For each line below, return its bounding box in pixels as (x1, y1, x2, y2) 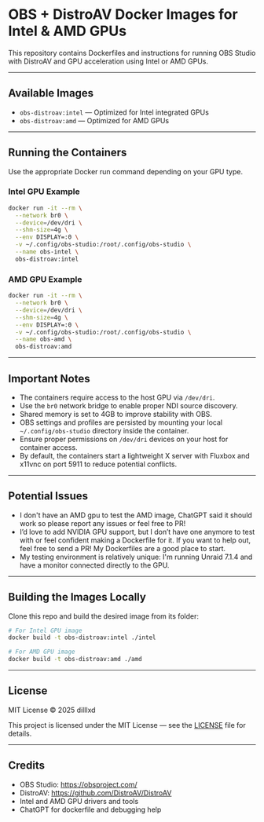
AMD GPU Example (8, 273, 82, 284)
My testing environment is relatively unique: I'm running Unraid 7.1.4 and (19, 552, 253, 561)
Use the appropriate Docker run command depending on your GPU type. (8, 166, 244, 176)
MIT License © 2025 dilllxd (8, 705, 96, 714)
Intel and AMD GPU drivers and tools (19, 796, 139, 806)
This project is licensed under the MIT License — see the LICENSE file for (8, 720, 246, 729)
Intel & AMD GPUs (8, 22, 127, 40)
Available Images (8, 86, 94, 100)
